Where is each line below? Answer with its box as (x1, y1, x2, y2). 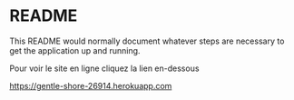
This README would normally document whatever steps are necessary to (9, 35, 285, 46)
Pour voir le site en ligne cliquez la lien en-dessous (9, 63, 200, 74)
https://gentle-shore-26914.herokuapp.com (9, 80, 172, 91)
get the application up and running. (9, 45, 141, 55)
